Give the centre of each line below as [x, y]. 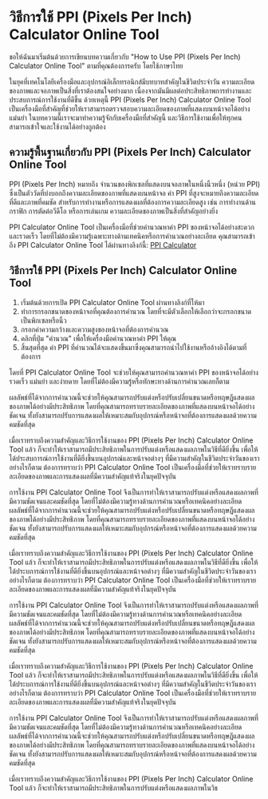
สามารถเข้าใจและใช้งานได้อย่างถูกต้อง [57, 126]
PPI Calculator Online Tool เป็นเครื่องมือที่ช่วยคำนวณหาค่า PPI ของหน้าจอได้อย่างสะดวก [132, 227]
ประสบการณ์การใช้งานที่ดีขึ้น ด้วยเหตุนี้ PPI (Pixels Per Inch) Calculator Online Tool [130, 99]
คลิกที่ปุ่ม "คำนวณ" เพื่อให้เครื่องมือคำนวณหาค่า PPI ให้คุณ [98, 338]
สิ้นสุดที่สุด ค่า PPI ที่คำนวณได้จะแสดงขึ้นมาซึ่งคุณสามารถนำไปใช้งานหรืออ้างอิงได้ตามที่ [134, 347]
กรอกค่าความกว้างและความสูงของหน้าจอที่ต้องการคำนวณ [95, 329]
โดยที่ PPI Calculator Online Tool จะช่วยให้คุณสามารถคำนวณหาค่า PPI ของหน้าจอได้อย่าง [134, 372]
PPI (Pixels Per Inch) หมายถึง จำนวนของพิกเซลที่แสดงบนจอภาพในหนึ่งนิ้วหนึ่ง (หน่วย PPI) [135, 184]
